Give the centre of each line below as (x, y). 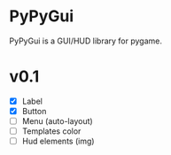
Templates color (51, 131)
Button (34, 111)
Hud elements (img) (58, 141)
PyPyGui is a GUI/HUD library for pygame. (85, 41)
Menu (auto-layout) (57, 121)
